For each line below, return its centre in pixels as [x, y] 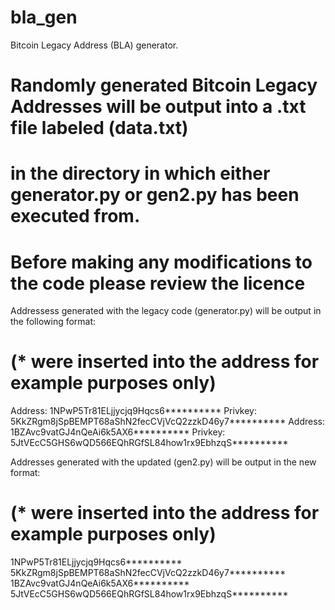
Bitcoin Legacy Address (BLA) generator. [94, 45]
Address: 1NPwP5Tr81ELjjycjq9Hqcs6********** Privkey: [133, 411]
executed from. [75, 216]
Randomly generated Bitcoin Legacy [164, 85]
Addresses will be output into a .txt [158, 107]
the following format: [53, 322]
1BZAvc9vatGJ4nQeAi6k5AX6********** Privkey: [118, 432]
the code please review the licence [158, 283]
